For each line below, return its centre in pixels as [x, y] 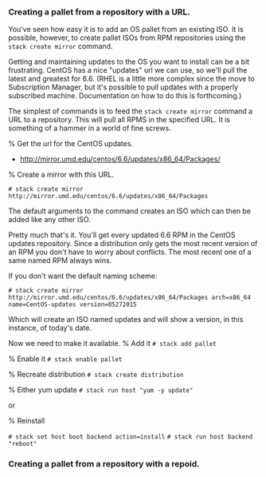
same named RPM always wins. [60, 260]
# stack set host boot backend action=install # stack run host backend [131, 437]
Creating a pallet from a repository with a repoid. [104, 464]
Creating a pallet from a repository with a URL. [100, 12]
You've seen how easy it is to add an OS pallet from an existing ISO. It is [126, 30]
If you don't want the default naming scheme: [83, 276]
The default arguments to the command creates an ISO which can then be [129, 211]
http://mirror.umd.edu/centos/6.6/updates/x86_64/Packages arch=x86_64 [129, 298]
